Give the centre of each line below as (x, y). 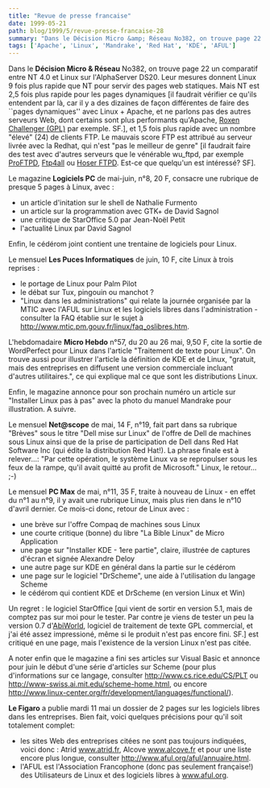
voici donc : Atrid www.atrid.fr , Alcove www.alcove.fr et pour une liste (136, 749)
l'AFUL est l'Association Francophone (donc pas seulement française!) (137, 767)
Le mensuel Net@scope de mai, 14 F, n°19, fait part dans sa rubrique (123, 425)
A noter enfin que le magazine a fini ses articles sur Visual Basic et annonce (134, 658)
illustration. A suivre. (42, 409)
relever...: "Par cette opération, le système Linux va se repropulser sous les (133, 459)
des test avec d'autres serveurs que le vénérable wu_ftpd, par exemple (126, 155)
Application (39, 541)
